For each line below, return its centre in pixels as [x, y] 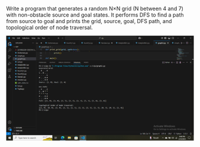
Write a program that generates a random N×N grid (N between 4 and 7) [95, 9]
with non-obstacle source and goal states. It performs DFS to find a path [95, 15]
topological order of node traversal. [50, 27]
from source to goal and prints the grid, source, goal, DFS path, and [89, 21]
